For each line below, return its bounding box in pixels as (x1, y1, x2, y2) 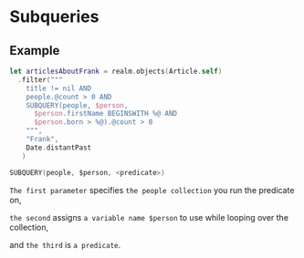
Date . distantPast (26, 143, 92, 152)
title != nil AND (26, 84, 92, 93)
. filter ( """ (17, 75, 64, 84)
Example (9, 43, 60, 58)
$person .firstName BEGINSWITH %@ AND (33, 109, 178, 119)
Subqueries (9, 6, 100, 27)
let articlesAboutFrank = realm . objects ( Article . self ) (9, 67, 223, 76)
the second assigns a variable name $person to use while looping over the (9, 212, 289, 222)
